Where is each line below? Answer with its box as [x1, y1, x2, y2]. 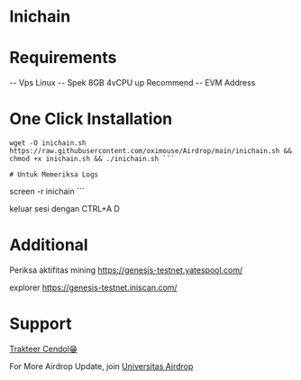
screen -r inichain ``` [9, 186, 85, 197]
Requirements [9, 48, 117, 68]
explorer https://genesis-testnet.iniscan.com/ [9, 282, 178, 293]
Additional [9, 235, 88, 256]
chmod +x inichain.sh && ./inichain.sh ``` [9, 155, 176, 164]
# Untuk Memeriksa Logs [9, 170, 99, 179]
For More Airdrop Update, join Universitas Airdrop [9, 360, 194, 371]
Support [9, 313, 72, 334]
